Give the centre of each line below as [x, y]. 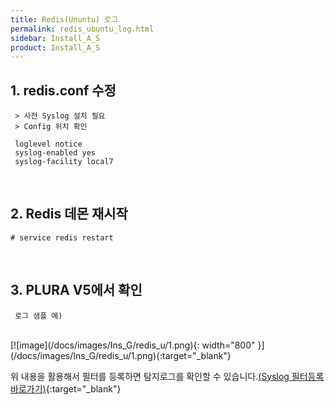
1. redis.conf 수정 [63, 90]
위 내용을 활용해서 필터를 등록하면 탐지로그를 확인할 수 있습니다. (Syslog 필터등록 [167, 376]
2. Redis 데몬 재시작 [69, 214]
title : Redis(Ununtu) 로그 [64, 19]
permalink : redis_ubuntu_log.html [82, 29]
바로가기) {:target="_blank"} [66, 388]
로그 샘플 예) [38, 316]
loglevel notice [48, 144]
